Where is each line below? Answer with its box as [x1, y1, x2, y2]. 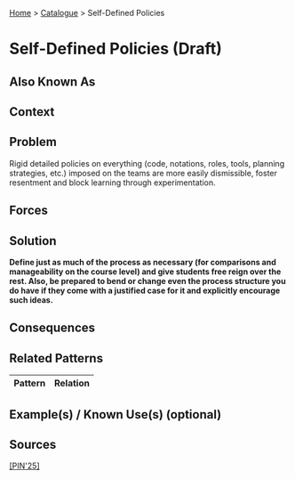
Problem [9, 134, 58, 150]
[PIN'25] [9, 460, 40, 471]
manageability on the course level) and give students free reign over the [9, 266, 282, 277]
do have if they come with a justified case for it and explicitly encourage [9, 285, 281, 296]
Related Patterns [9, 351, 104, 366]
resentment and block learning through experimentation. [9, 177, 216, 188]
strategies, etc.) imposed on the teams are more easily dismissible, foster [9, 167, 278, 178]
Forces [9, 203, 49, 218]
